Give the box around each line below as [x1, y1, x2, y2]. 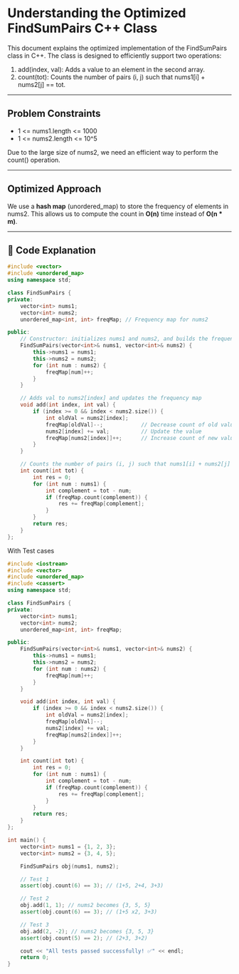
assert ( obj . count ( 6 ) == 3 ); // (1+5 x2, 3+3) [20, 908, 158, 916]
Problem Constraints [7, 108, 101, 120]
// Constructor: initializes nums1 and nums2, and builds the [20, 335, 208, 343]
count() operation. [7, 155, 60, 164]
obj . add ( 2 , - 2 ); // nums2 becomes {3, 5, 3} [20, 928, 154, 935]
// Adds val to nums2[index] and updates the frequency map [20, 394, 202, 402]
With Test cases [7, 546, 55, 555]
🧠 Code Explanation [7, 244, 96, 256]
